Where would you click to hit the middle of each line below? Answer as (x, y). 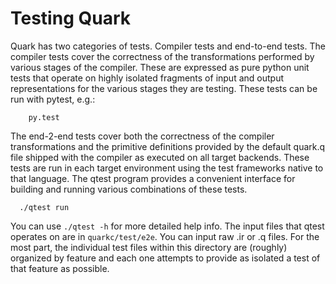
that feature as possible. (60, 268)
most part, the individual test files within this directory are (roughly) (149, 247)
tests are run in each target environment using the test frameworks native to (167, 168)
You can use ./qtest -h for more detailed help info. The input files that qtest (167, 226)
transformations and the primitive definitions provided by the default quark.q (168, 146)
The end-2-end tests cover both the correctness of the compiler (142, 136)
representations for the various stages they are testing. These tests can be (164, 88)
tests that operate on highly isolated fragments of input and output (147, 78)
